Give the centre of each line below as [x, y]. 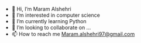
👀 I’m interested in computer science [56, 15]
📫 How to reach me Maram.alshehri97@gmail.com [73, 34]
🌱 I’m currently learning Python [49, 21]
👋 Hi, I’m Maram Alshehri [41, 9]
